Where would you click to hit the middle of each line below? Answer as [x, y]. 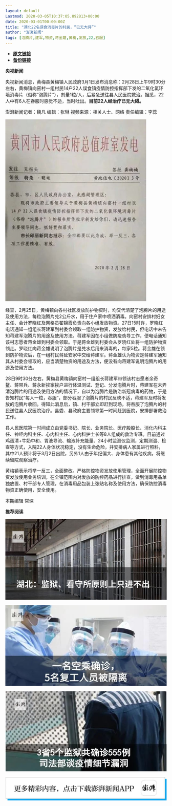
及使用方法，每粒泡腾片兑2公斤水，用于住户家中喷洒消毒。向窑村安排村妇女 [85, 316]
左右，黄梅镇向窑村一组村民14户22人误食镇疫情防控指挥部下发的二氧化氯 [82, 88]
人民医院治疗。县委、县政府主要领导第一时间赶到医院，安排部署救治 [95, 410]
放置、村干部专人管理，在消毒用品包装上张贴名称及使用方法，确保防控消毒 [88, 483]
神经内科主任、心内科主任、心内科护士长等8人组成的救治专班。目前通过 [90, 434]
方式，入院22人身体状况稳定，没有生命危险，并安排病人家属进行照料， [89, 447]
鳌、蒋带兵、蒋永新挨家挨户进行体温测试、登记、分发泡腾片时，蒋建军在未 [84, 385]
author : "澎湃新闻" [25, 33]
